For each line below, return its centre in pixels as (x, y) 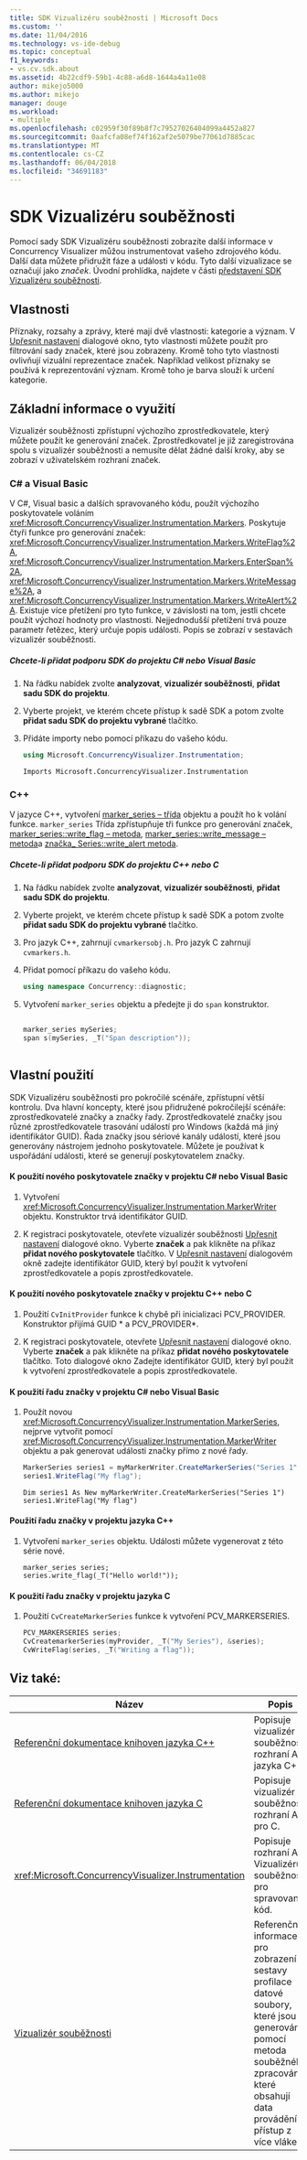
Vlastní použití (52, 1075)
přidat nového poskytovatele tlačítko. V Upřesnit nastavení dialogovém (158, 1253)
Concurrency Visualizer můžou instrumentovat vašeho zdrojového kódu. (145, 252)
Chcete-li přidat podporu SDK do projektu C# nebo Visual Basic (132, 661)
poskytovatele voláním (52, 513)
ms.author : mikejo (44, 94)
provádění (275, 2119)
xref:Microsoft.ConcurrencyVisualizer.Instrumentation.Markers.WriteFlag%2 (152, 543)
